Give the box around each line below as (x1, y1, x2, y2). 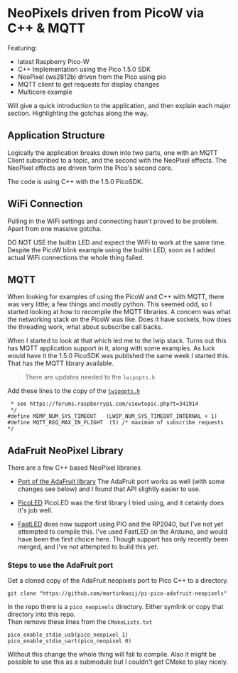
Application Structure (7, 129, 105, 141)
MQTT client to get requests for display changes (17, 80, 160, 88)
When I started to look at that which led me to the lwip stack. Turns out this (7, 336, 227, 345)
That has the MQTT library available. (7, 359, 114, 367)
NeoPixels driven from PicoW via (7, 5, 205, 21)
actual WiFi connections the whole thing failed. (7, 253, 144, 262)
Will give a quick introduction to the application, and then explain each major (7, 101, 231, 109)
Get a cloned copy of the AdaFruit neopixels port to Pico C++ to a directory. (7, 576, 229, 585)
